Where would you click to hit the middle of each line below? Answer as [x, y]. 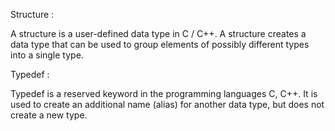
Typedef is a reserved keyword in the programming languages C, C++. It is [164, 93]
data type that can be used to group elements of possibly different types [160, 44]
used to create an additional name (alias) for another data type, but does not [167, 104]
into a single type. [47, 55]
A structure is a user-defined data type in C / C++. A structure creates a [158, 33]
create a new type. [49, 115]
